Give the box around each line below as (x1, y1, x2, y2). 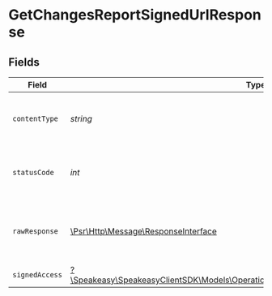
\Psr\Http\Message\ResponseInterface (70, 225, 217, 237)
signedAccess (12, 270, 63, 279)
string (70, 114, 93, 124)
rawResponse (12, 227, 59, 236)
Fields (8, 55, 40, 69)
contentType (12, 114, 59, 123)
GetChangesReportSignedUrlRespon (8, 6, 261, 24)
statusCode (12, 168, 54, 177)
